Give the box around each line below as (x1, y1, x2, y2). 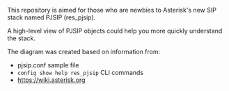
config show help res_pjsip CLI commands (17, 69, 144, 76)
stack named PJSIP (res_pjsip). (7, 13, 96, 22)
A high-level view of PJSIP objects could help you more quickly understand (7, 27, 223, 35)
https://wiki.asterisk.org (17, 76, 86, 84)
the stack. (7, 34, 36, 42)
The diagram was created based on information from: (7, 48, 161, 56)
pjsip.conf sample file (17, 61, 79, 69)
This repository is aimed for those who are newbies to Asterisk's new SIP (7, 6, 217, 14)
